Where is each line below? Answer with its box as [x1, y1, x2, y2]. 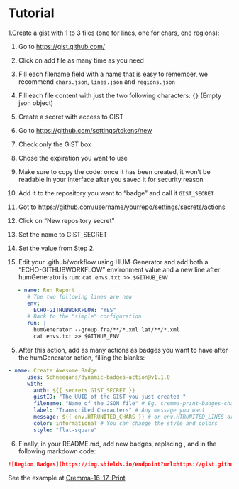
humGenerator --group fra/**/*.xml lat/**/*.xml [33, 326, 180, 333]
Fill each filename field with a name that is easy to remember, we [18, 70, 209, 78]
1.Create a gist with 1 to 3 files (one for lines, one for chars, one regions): [8, 28, 220, 37]
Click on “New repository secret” [18, 216, 115, 225]
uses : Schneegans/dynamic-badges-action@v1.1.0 [26, 373, 171, 381]
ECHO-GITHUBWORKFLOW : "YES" [33, 306, 116, 313]
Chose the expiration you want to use [18, 154, 128, 162]
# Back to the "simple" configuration [26, 313, 142, 321]
